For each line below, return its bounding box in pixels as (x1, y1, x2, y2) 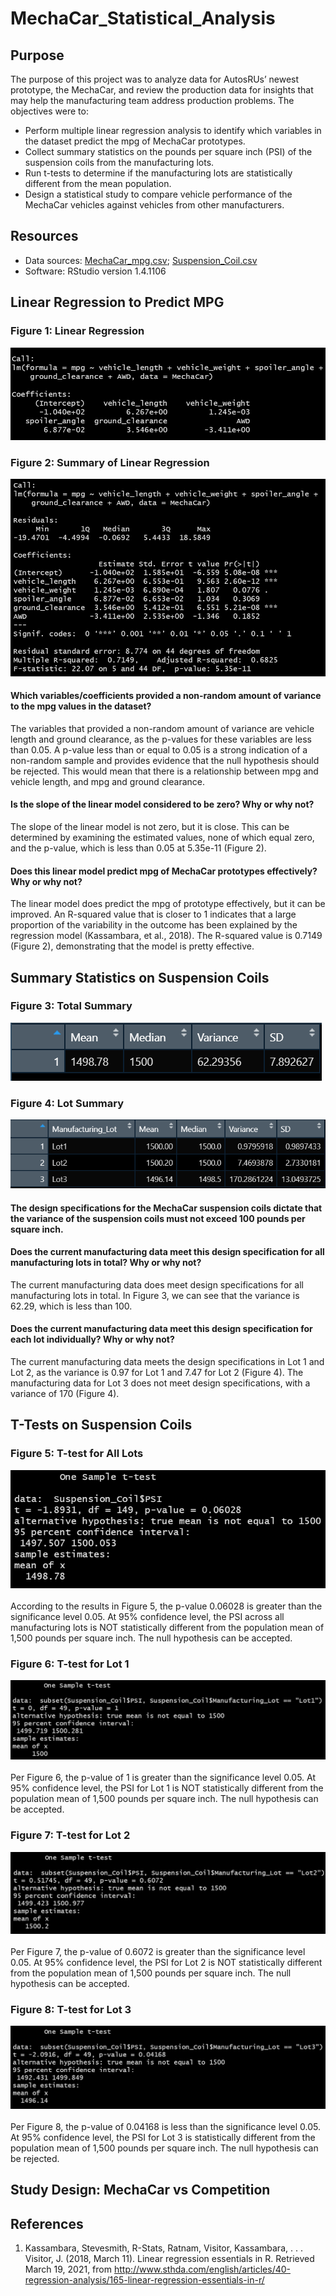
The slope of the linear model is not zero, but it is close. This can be (10, 820, 290, 832)
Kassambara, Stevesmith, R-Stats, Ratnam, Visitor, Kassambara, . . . (24, 2242, 303, 2254)
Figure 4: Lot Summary (10, 1096, 125, 1110)
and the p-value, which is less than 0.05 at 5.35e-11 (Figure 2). (10, 842, 267, 854)
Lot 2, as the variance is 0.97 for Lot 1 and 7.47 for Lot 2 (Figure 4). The (10, 1366, 304, 1378)
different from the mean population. (24, 178, 172, 189)
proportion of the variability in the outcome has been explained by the (10, 919, 298, 931)
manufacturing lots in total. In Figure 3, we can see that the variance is (10, 1289, 300, 1301)
